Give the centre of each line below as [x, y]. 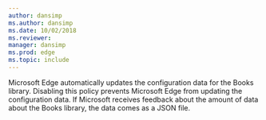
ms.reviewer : [30, 38]
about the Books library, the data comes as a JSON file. [99, 107]
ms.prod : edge [32, 52]
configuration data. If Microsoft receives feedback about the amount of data [133, 99]
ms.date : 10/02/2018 [43, 30]
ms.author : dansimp [41, 23]
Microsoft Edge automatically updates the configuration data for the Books [131, 82]
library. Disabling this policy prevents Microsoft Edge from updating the [125, 91]
